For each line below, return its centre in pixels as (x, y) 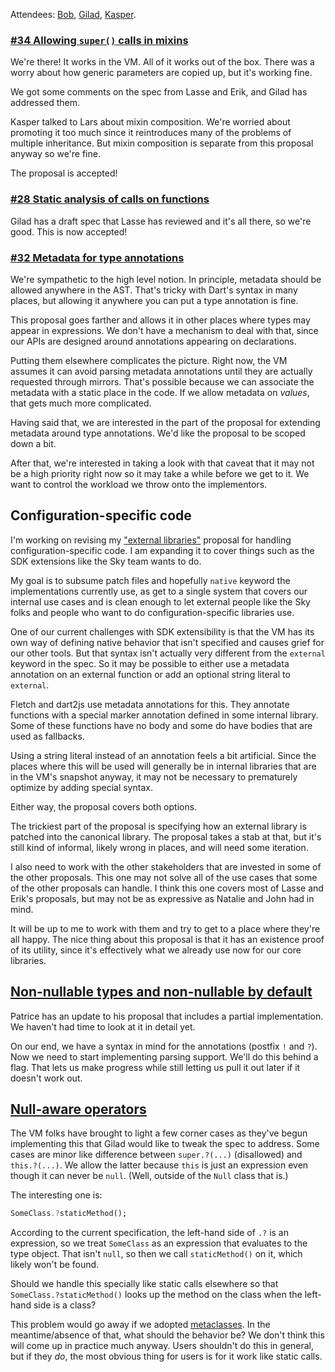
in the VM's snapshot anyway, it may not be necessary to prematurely (154, 776)
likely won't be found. (55, 1265)
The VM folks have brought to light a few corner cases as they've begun (159, 1133)
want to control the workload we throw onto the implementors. (139, 484)
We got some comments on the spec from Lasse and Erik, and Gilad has (159, 92)
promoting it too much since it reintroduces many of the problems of (151, 133)
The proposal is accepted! (64, 173)
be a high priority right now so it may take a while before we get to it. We (160, 473)
